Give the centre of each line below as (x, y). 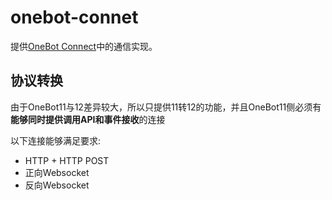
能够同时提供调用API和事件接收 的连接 (88, 119)
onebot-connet (74, 17)
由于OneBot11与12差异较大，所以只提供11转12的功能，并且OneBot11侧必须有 (166, 107)
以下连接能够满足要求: (56, 140)
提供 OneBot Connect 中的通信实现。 (84, 46)
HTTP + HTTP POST (67, 160)
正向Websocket (57, 172)
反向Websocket (57, 185)
